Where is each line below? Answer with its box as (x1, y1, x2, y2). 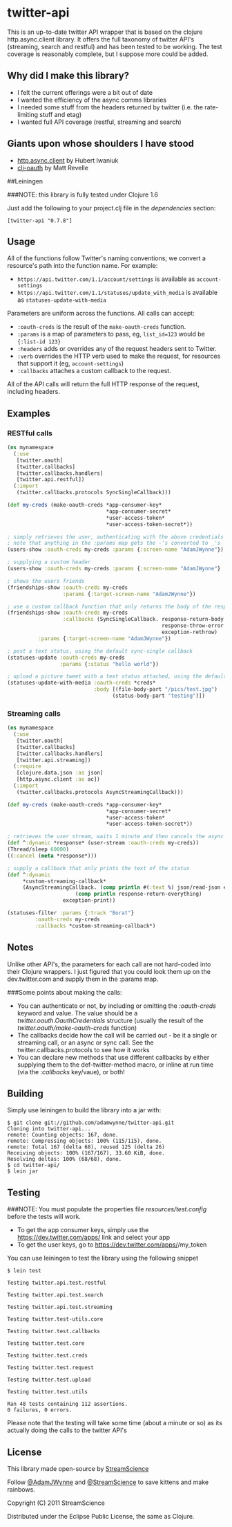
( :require (13, 763, 41, 770)
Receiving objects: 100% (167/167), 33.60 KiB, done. (7, 1150, 166, 1157)
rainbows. (7, 1485, 36, 1493)
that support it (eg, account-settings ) (17, 359, 124, 368)
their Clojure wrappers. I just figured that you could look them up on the (7, 967, 211, 975)
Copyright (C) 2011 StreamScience (7, 1499, 106, 1507)
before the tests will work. (7, 1213, 81, 1221)
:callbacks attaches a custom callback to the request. (17, 367, 171, 375)
